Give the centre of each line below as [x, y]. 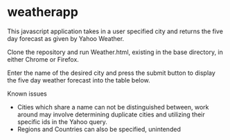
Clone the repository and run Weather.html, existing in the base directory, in [115, 52]
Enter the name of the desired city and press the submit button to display [112, 73]
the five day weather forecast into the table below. [79, 80]
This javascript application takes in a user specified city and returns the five [115, 31]
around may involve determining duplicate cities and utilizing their [111, 114]
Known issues [27, 94]
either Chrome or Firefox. [43, 59]
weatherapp [43, 12]
